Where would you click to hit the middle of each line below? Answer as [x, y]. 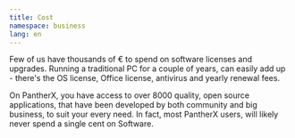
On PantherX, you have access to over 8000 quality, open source [130, 95]
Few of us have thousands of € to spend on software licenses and [131, 60]
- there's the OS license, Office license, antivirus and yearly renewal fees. [144, 78]
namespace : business [48, 26]
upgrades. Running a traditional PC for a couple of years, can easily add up [147, 69]
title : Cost [31, 17]
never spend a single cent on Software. [81, 124]
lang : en [25, 34]
